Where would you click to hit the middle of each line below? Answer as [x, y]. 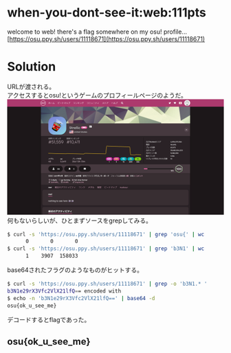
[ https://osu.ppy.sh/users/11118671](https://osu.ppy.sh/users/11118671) [106, 38]
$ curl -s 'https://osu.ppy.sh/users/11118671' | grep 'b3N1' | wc [106, 249]
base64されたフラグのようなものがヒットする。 [75, 270]
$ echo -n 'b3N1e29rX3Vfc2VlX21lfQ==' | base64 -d [81, 298]
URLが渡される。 [31, 87]
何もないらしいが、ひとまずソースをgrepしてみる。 [80, 220]
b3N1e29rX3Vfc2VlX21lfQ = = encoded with [64, 291]
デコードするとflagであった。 [49, 319]
